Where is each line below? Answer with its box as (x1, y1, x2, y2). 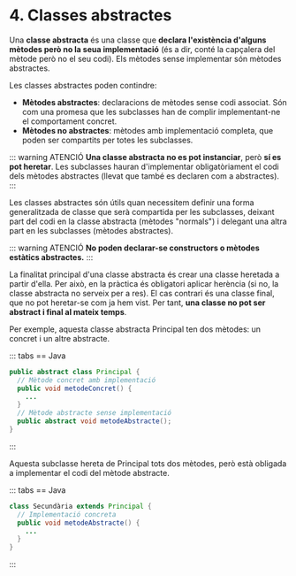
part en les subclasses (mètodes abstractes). (9, 225, 174, 235)
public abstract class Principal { (9, 367, 140, 376)
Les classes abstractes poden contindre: (9, 80, 157, 90)
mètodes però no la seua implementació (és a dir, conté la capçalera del (9, 43, 276, 54)
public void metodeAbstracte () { (17, 518, 140, 527)
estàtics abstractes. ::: (9, 251, 94, 262)
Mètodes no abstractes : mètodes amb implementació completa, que (21, 125, 274, 135)
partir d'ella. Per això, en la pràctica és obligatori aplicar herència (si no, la (9, 278, 279, 288)
